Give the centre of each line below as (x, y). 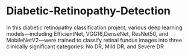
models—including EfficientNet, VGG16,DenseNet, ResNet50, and (87, 33)
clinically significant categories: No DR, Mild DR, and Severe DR (85, 46)
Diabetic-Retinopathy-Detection (88, 11)
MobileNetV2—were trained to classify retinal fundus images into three (94, 40)
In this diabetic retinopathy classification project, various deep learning (94, 27)
